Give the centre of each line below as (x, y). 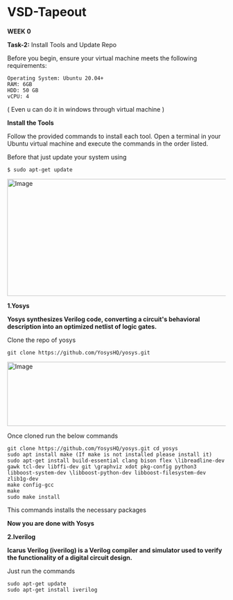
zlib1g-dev (23, 479)
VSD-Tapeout (47, 12)
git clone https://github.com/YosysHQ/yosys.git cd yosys (93, 448)
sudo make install (34, 497)
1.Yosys (18, 305)
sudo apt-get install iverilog (52, 590)
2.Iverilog (21, 537)
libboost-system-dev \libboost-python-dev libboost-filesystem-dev (107, 472)
